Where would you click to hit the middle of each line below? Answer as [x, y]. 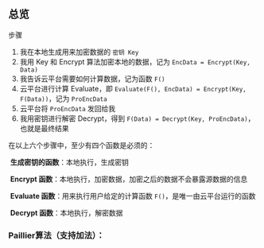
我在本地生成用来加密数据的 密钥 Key [79, 52]
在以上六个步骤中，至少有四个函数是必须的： [82, 145]
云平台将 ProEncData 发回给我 [68, 108]
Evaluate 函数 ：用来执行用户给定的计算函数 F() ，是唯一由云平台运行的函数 [133, 196]
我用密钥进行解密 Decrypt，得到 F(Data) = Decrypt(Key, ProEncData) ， [137, 118]
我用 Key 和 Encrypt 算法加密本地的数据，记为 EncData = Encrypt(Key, [135, 61]
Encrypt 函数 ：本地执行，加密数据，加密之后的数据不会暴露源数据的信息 [129, 179]
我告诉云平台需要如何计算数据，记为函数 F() [92, 79]
